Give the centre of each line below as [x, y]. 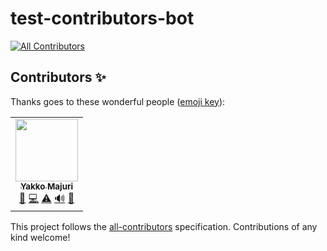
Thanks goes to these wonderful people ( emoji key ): [118, 101]
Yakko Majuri [46, 186]
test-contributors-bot [102, 18]
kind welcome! [40, 237]
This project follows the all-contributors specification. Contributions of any [164, 226]
